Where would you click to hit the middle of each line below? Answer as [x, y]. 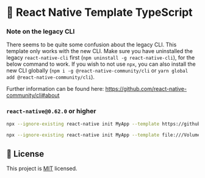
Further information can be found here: [55, 89]
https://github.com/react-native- [146, 89]
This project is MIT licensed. [42, 169]
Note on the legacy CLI [41, 32]
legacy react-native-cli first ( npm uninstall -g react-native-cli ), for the [101, 58]
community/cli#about [33, 95]
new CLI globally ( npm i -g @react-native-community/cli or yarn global [97, 71]
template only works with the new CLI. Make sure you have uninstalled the [100, 51]
